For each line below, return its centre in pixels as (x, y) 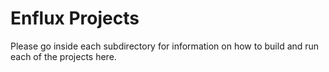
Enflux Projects (75, 18)
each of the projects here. (63, 56)
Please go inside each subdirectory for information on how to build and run (165, 46)
